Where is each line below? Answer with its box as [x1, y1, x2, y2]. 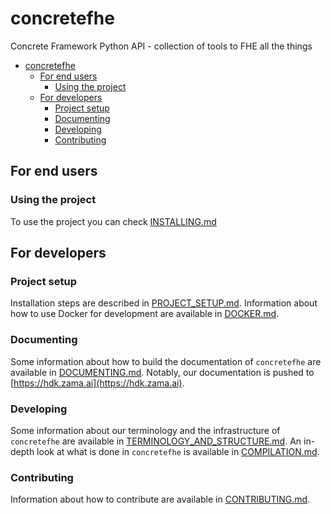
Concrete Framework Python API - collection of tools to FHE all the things [10, 40, 313, 52]
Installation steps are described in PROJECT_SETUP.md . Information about [10, 297, 318, 309]
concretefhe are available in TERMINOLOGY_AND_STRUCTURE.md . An [10, 435, 302, 447]
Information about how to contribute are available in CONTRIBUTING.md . [10, 493, 311, 506]
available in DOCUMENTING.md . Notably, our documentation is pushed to [10, 366, 315, 378]
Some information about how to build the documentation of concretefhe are [10, 355, 322, 367]
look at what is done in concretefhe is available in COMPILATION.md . [36, 445, 320, 457]
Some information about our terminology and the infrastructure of [10, 424, 281, 436]
